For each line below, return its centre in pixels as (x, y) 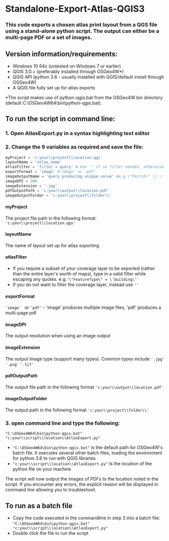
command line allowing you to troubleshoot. (51, 490)
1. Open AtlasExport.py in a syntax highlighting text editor (78, 134)
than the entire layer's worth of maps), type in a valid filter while (79, 274)
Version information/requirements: (61, 54)
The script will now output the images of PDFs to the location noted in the (82, 479)
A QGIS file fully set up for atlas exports (54, 87)
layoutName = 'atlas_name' (34, 162)
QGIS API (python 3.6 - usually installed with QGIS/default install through (88, 77)
